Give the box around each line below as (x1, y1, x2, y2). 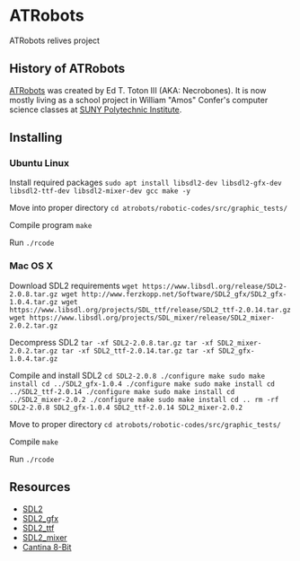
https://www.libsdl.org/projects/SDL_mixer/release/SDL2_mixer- (29, 313, 276, 322)
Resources (9, 479, 71, 495)
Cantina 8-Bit (22, 541, 72, 552)
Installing (9, 130, 63, 145)
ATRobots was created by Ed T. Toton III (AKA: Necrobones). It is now (9, 84, 267, 95)
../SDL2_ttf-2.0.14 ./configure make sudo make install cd (9, 387, 235, 396)
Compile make (9, 436, 58, 447)
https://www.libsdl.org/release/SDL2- (142, 282, 287, 291)
